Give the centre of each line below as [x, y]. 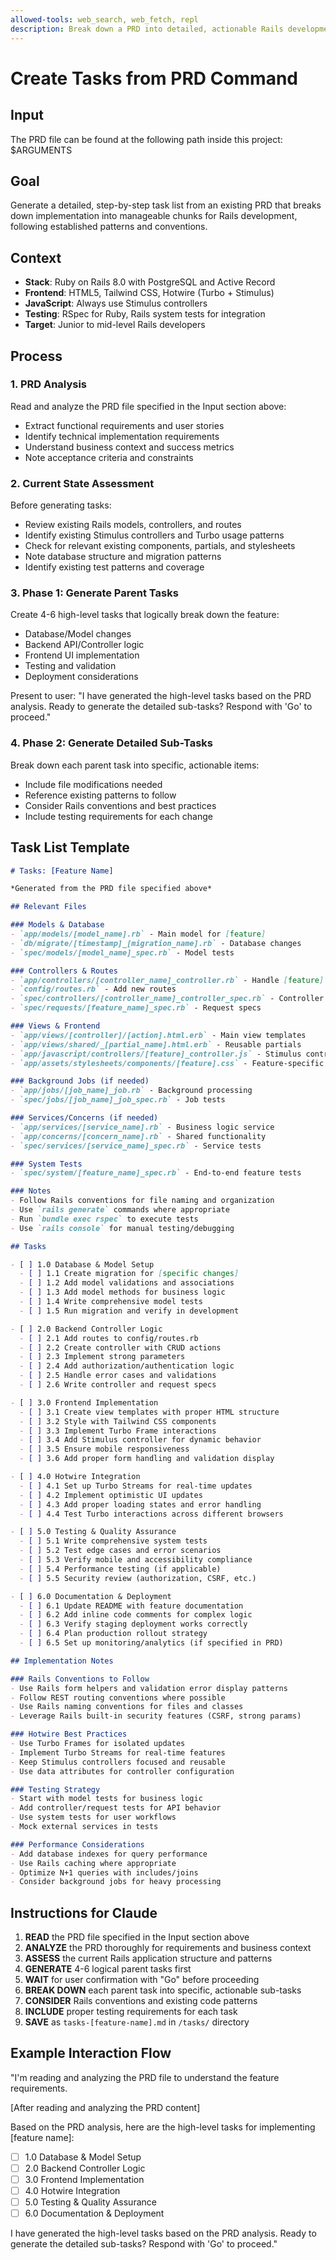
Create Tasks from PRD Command [154, 78]
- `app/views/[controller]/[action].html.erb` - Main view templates [158, 1035]
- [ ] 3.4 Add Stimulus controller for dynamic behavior [140, 1440]
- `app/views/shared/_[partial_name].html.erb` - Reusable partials [156, 1044]
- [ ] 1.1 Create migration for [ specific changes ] [129, 1274]
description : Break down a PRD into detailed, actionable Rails [147, 29]
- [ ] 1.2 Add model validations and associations [127, 1283]
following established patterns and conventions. [109, 227]
